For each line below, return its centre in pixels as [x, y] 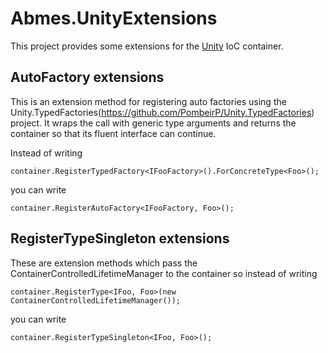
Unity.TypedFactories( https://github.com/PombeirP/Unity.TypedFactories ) [162, 112]
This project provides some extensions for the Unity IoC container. [147, 46]
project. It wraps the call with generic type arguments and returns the [153, 123]
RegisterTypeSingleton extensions [120, 238]
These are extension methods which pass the [104, 263]
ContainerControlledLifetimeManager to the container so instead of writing [164, 273]
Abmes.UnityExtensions [114, 18]
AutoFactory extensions [87, 77]
